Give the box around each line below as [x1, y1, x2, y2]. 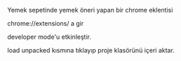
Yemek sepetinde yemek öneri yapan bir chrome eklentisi [7, 6, 173, 14]
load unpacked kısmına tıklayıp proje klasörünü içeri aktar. [7, 46, 175, 54]
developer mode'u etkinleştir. [7, 33, 91, 41]
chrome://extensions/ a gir [7, 19, 84, 27]
